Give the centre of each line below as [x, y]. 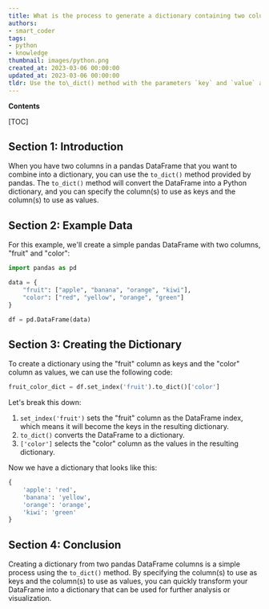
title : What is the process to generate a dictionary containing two [127, 16]
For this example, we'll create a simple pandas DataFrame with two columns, [134, 245]
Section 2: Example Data [71, 225]
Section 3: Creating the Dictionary [95, 344]
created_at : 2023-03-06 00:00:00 [64, 68]
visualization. [30, 599]
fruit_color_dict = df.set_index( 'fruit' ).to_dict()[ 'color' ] [114, 387]
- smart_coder [32, 31]
